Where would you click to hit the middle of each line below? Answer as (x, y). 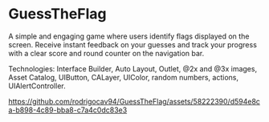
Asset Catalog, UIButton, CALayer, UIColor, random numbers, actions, (124, 77)
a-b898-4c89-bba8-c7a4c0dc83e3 (68, 110)
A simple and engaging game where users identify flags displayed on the (129, 36)
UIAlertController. (37, 86)
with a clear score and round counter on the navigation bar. (106, 53)
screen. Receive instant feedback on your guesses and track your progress (132, 44)
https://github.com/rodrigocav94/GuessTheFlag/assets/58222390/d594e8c (134, 101)
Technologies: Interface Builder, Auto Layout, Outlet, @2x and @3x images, (133, 68)
